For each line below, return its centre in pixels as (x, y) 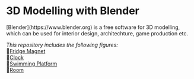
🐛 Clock (15, 57)
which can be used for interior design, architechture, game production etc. (97, 33)
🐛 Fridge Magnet (26, 51)
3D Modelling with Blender (73, 11)
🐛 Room (15, 70)
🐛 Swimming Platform (32, 64)
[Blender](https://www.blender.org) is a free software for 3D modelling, (93, 27)
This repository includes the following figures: (62, 45)
